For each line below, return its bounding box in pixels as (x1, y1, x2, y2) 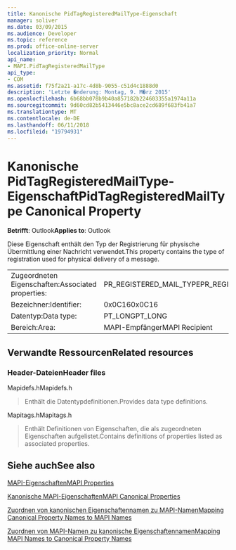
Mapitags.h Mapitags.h (7, 411, 72, 419)
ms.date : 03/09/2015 (7, 23, 68, 30)
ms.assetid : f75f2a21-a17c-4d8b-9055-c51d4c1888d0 (7, 82, 159, 89)
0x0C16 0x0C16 (103, 300, 159, 309)
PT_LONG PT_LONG (103, 311, 167, 321)
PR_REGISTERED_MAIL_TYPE (103, 279, 201, 289)
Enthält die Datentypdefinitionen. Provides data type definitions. (24, 397, 209, 405)
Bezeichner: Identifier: (11, 300, 82, 309)
